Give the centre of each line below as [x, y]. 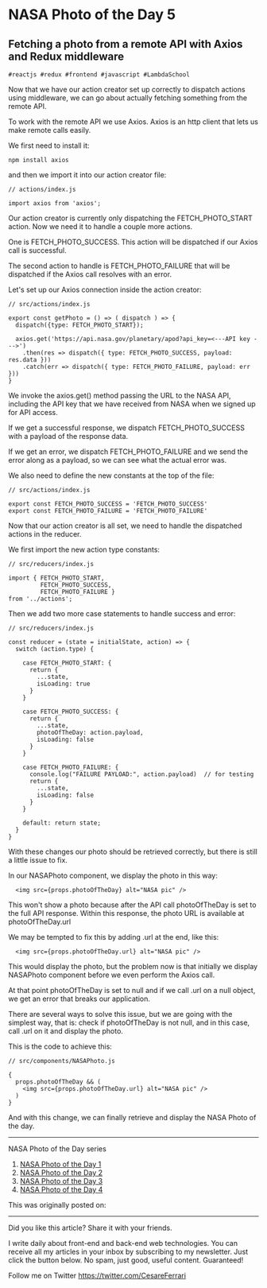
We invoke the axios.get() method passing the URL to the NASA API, [120, 396]
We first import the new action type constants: [84, 549]
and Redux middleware [66, 56]
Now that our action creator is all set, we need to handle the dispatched [125, 526]
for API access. [33, 412]
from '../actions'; [41, 599]
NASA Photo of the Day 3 [61, 1181]
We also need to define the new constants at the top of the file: [111, 475]
